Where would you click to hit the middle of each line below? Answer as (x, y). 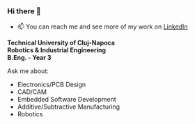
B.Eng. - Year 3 (29, 58)
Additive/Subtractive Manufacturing (69, 107)
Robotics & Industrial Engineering (57, 50)
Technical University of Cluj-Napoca (61, 43)
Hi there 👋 (24, 11)
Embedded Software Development (67, 100)
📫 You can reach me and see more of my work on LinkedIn (102, 26)
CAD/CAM (32, 92)
